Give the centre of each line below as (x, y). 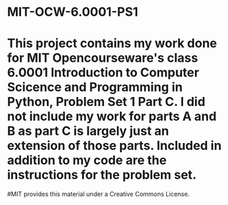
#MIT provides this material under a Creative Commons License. (99, 194)
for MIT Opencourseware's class (103, 58)
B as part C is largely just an (88, 131)
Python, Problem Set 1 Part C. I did (106, 102)
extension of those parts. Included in (114, 146)
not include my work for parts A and (112, 117)
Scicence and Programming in (95, 87)
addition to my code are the (87, 161)
